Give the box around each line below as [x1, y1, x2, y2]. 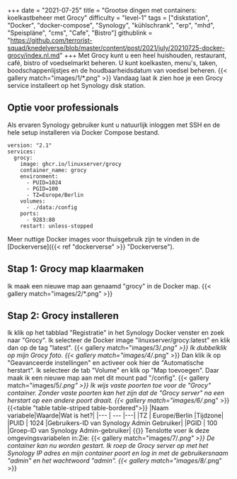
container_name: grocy [20, 167, 87, 174]
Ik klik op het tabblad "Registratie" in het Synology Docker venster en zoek [7, 329, 225, 337]
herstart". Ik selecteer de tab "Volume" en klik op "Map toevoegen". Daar [7, 366, 219, 375]
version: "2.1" [7, 142, 52, 149]
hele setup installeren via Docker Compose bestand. [7, 128, 160, 137]
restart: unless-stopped [20, 222, 93, 230]
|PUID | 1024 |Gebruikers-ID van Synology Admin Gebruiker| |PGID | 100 [7, 419, 218, 427]
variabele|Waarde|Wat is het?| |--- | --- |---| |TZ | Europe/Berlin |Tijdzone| [7, 411, 224, 420]
